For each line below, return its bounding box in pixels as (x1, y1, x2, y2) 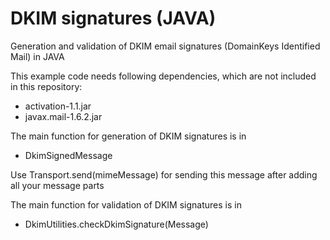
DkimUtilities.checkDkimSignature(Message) (24, 218, 209, 230)
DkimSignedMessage (24, 149, 113, 161)
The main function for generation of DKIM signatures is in (10, 130, 247, 142)
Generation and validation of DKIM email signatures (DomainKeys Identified (10, 40, 321, 52)
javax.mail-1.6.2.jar (24, 110, 103, 122)
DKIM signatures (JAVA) (10, 7, 217, 30)
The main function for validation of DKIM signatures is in (10, 198, 242, 211)
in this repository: (10, 80, 83, 92)
